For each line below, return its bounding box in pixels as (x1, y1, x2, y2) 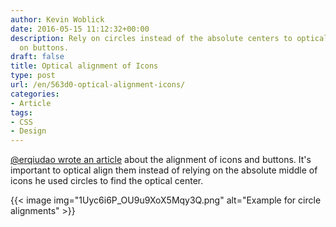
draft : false (10, 52, 65, 62)
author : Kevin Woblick (10, 14, 105, 25)
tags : (10, 107, 33, 118)
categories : (10, 89, 60, 99)
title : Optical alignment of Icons (10, 61, 159, 71)
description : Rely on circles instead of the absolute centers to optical (10, 33, 329, 43)
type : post (10, 71, 56, 81)
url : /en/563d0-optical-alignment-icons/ (10, 80, 186, 90)
